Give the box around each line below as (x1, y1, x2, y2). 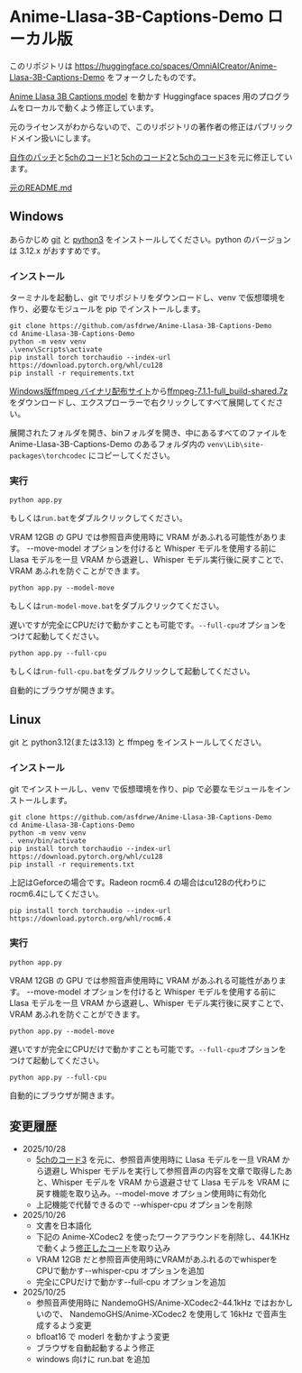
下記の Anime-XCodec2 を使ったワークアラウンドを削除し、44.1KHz (35, 1231, 290, 1242)
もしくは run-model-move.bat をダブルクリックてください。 (9, 600, 224, 611)
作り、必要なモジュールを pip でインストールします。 (9, 304, 206, 315)
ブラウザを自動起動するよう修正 (35, 1342, 155, 1353)
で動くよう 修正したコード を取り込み (35, 1242, 171, 1253)
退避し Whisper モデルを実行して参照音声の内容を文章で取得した (43, 1165, 285, 1176)
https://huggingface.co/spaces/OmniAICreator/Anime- (74, 60, 278, 71)
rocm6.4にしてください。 (9, 888, 104, 900)
